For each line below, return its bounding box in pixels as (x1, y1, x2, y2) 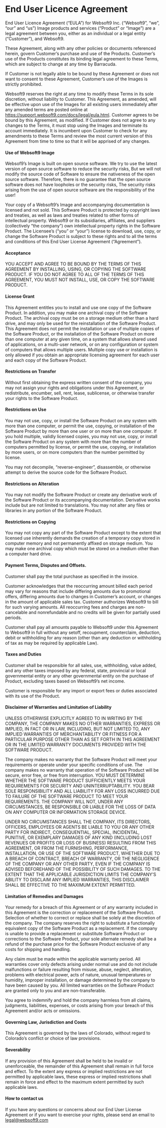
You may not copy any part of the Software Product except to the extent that (5, 530, 161, 536)
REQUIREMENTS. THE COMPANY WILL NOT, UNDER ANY (5, 798, 124, 804)
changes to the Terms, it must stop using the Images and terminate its (5, 122, 148, 128)
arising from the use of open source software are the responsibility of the (5, 187, 155, 193)
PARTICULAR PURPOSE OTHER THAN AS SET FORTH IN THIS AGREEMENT (5, 736, 160, 742)
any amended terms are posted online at (5, 107, 88, 113)
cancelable (5, 609, 28, 615)
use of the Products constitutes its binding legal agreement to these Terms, (5, 56, 159, 61)
